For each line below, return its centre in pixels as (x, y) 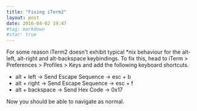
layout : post (23, 18)
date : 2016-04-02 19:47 (37, 23)
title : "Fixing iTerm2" (37, 12)
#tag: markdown (26, 29)
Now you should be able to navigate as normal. (65, 102)
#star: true (21, 35)
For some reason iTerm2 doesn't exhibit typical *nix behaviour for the (94, 52)
